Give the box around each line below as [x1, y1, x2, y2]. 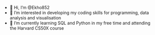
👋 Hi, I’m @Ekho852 [9, 5, 50, 10]
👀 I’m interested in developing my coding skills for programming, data [9, 10, 149, 16]
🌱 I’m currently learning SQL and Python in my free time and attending [9, 20, 151, 26]
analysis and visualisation [9, 15, 61, 20]
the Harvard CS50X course [9, 25, 64, 31]
